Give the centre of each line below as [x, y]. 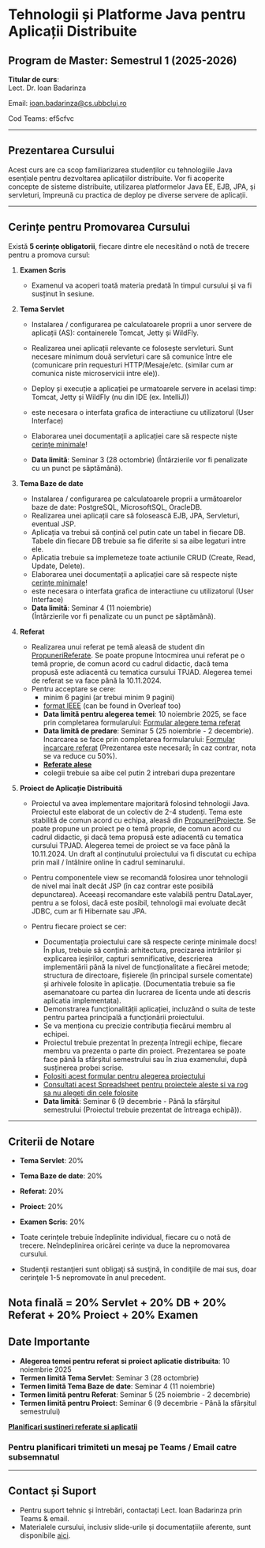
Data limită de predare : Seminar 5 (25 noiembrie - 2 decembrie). [148, 731]
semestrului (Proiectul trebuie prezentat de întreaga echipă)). [142, 1109]
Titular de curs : [34, 79]
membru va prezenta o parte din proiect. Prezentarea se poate [144, 1051]
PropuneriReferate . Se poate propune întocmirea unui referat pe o [138, 655]
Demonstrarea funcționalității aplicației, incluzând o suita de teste [149, 1008]
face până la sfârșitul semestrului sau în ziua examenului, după [145, 1059]
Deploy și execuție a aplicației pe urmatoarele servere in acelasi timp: [144, 388]
